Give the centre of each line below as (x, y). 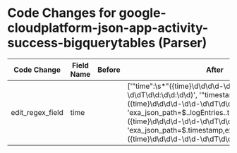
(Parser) (182, 43)
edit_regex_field (37, 112)
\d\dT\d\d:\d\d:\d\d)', (162, 94)
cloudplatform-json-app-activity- (108, 28)
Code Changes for (62, 13)
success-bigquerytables (81, 43)
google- (143, 13)
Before (109, 70)
